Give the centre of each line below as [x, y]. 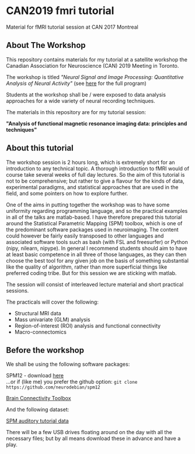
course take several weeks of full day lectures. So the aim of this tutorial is [95, 174]
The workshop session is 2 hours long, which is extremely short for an [90, 162]
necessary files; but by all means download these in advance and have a [93, 438]
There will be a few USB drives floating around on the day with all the [89, 432]
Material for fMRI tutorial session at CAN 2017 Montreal [72, 27]
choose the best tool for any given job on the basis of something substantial [97, 260]
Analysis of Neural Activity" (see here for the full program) [76, 83]
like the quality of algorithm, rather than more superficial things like [87, 267]
